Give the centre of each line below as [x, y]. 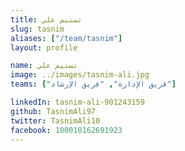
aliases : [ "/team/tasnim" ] [66, 38]
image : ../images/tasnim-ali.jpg [80, 75]
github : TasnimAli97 [53, 111]
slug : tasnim [37, 29]
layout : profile [44, 47]
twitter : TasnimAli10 [55, 121]
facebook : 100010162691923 [66, 130]
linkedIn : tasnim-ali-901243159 [77, 102]
